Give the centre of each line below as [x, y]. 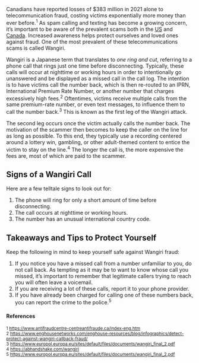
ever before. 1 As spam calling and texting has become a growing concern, [97, 22]
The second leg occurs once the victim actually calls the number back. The [98, 123]
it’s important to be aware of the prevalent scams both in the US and [90, 29]
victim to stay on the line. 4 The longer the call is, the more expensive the [95, 149]
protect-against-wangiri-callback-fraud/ [47, 339]
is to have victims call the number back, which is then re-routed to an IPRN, [98, 85]
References [21, 316]
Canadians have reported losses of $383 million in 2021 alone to [85, 9]
